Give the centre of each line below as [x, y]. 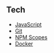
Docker [24, 43]
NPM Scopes [31, 37]
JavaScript [28, 24]
